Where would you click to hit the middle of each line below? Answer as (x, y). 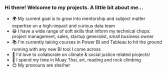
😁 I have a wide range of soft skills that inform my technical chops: (81, 31)
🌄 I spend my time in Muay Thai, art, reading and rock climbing (76, 60)
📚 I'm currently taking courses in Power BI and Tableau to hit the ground (87, 42)
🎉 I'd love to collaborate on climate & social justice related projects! (81, 54)
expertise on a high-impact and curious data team (63, 26)
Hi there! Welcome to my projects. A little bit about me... (74, 7)
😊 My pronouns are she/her (41, 65)
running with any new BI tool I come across (56, 49)
